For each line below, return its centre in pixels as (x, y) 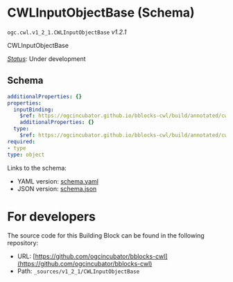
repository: (23, 243)
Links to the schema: (37, 168)
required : (21, 141)
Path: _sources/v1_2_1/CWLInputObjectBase (78, 271)
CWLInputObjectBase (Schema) (101, 13)
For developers (51, 217)
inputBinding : (34, 109)
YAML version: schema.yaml (58, 181)
